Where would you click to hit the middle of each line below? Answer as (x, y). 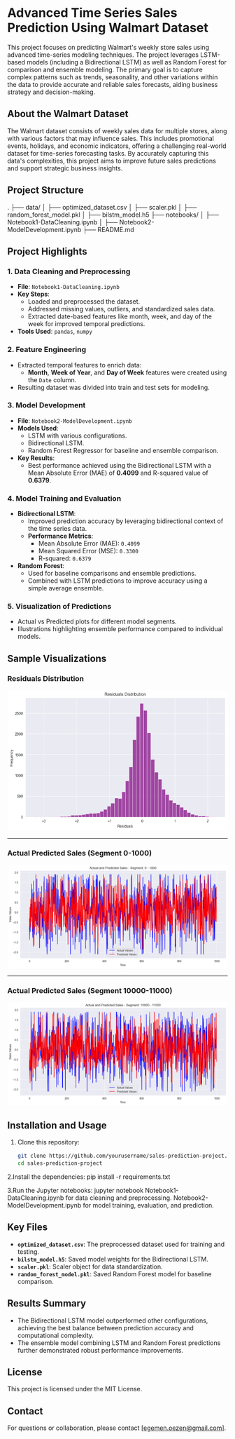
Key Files (27, 1228)
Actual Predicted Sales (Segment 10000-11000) (90, 990)
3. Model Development (47, 405)
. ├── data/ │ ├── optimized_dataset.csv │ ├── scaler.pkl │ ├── (102, 207)
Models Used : (38, 428)
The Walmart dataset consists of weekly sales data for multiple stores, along (117, 130)
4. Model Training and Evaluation (64, 498)
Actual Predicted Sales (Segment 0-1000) (80, 853)
